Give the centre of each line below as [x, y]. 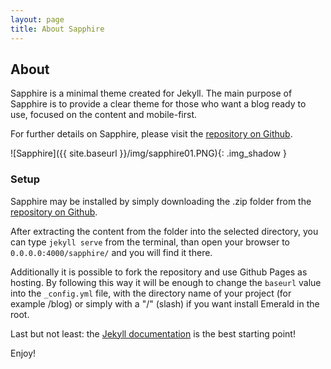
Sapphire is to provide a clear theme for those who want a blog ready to [158, 104]
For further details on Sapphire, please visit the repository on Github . [151, 134]
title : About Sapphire [57, 29]
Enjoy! [23, 353]
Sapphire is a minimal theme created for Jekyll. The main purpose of [151, 93]
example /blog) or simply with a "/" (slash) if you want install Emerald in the [165, 303]
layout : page [37, 19]
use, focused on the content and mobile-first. [104, 115]
